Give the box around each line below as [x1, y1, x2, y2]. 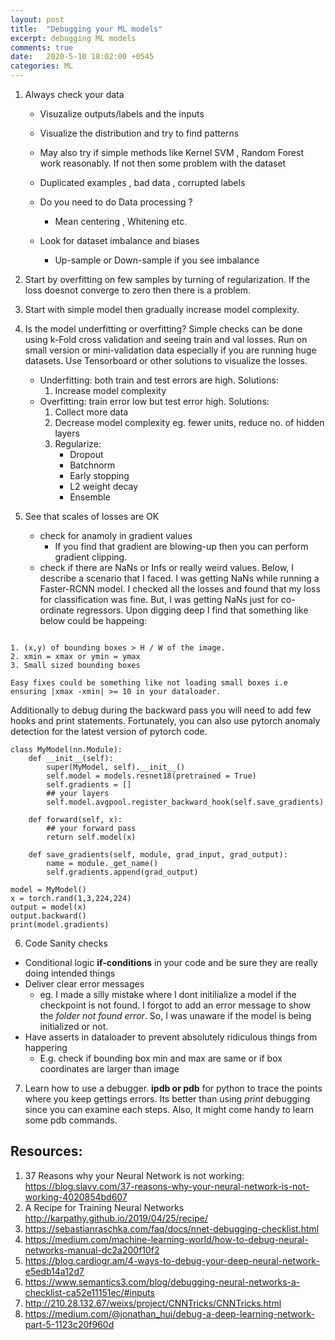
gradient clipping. [54, 551, 128, 563]
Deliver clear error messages [24, 978, 145, 990]
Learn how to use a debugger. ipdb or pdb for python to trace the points [24, 1082, 323, 1094]
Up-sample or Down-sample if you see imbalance [54, 254, 260, 266]
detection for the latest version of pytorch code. [10, 726, 208, 737]
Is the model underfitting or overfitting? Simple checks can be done [24, 323, 303, 335]
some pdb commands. [24, 1114, 118, 1126]
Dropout [69, 449, 104, 460]
